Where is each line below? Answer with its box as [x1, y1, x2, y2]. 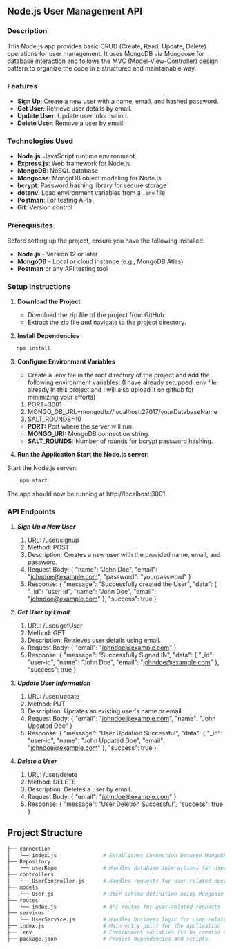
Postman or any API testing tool [17, 264, 108, 272]
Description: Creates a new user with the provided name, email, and [27, 550, 221, 558]
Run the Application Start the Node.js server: [17, 450, 150, 458]
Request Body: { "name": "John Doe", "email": [27, 565, 157, 573]
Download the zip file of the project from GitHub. [27, 310, 166, 319]
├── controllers [7, 871, 54, 878]
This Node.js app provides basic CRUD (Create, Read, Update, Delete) [7, 41, 207, 50]
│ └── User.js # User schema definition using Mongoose [7, 890, 224, 897]
